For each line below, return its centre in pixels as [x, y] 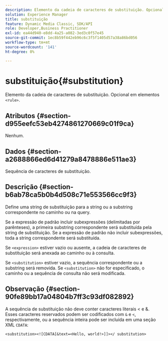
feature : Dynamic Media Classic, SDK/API [49, 24]
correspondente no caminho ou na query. [48, 212]
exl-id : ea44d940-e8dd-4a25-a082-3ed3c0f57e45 [54, 33]
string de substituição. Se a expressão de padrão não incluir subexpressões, [84, 232]
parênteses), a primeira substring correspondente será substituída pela [78, 227]
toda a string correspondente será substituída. [53, 238]
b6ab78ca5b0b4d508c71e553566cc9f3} [71, 195]
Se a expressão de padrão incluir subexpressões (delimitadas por [73, 222]
